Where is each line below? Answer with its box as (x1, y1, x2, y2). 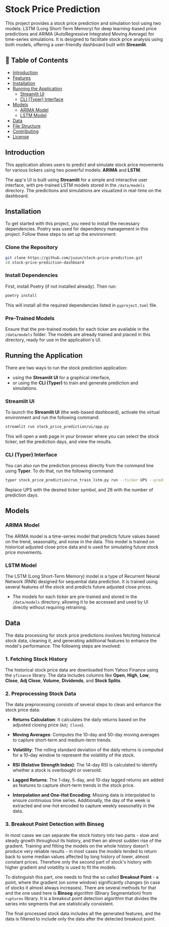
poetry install (5, 293, 37, 298)
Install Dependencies (5, 272, 58, 279)
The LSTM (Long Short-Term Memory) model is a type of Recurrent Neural (5, 573, 160, 579)
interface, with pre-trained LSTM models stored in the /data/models (5, 182, 145, 188)
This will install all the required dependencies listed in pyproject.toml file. (5, 302, 157, 308)
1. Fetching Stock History (5, 655, 68, 662)
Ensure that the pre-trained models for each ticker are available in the (5, 326, 149, 332)
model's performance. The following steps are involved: (5, 643, 121, 649)
